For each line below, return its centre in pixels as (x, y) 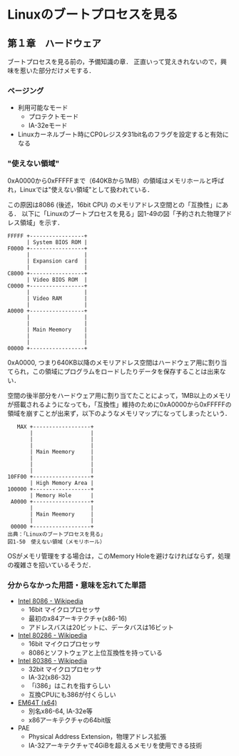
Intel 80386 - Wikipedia (52, 660)
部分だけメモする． (66, 71)
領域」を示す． (42, 223)
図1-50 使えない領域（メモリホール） (56, 542)
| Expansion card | (57, 261)
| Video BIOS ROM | (57, 280)
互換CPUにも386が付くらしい (72, 694)
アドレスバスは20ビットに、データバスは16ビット (101, 627)
